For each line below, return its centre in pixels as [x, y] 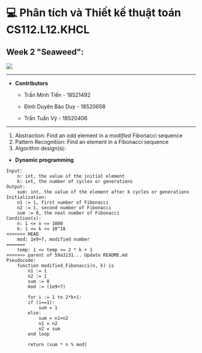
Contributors [31, 83]
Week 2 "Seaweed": [45, 52]
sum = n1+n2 [53, 318]
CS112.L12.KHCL [48, 30]
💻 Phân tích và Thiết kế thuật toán [94, 13]
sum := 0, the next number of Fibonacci [68, 213]
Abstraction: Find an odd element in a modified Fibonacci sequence [99, 135]
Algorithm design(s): [40, 148]
